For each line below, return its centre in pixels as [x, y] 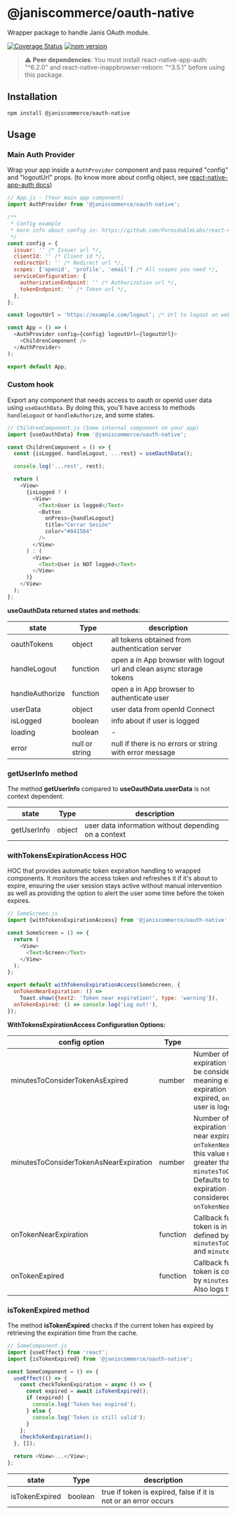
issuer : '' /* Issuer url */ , [58, 250]
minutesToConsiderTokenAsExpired [70, 1080]
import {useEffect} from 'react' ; [58, 1352]
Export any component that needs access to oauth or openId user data [110, 400]
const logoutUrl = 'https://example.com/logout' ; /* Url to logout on [113, 315]
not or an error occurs [138, 1500]
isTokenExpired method [48, 1310]
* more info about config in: [54, 230]
